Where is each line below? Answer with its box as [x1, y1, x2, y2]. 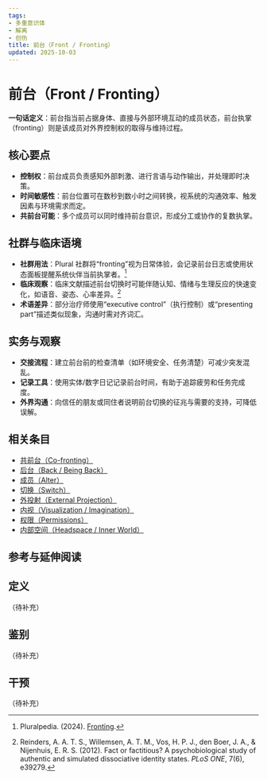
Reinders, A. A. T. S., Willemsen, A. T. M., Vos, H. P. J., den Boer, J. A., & [19, 737, 256, 747]
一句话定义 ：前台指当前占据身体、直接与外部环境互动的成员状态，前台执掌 [8, 113, 252, 122]
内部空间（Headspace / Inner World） [19, 525, 145, 534]
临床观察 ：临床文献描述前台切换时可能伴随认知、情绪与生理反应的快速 [19, 279, 250, 289]
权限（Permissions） [19, 514, 89, 525]
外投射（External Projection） [19, 494, 118, 505]
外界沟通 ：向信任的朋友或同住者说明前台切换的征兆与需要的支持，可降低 [19, 397, 257, 406]
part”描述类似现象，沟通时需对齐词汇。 [19, 309, 149, 319]
